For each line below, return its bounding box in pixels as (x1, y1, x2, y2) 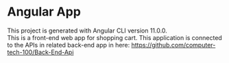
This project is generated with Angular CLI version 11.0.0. (7, 26, 168, 35)
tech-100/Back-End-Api (7, 48, 74, 56)
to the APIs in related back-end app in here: (7, 41, 130, 49)
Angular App (7, 4, 81, 20)
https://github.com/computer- (131, 41, 216, 49)
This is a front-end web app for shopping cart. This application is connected (7, 33, 223, 41)
